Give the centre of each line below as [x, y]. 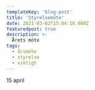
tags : [13, 46]
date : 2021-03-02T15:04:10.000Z [47, 23]
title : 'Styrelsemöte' [35, 18]
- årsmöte [24, 52]
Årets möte [26, 40]
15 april [15, 80]
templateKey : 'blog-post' [39, 12]
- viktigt [24, 63]
